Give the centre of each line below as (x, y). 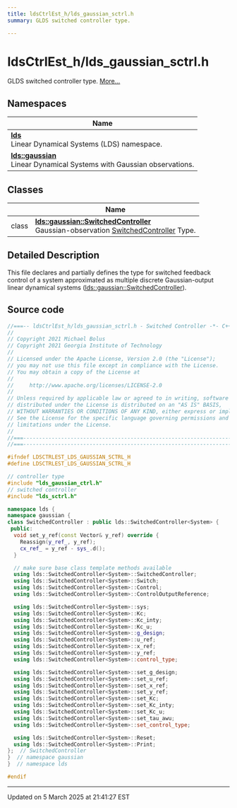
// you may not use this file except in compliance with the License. (113, 365)
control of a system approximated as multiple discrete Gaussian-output (110, 279)
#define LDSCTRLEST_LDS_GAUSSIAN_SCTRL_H (69, 464)
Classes (25, 189)
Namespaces (37, 103)
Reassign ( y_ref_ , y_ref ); (58, 542)
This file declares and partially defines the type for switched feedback (109, 272)
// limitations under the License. (60, 425)
